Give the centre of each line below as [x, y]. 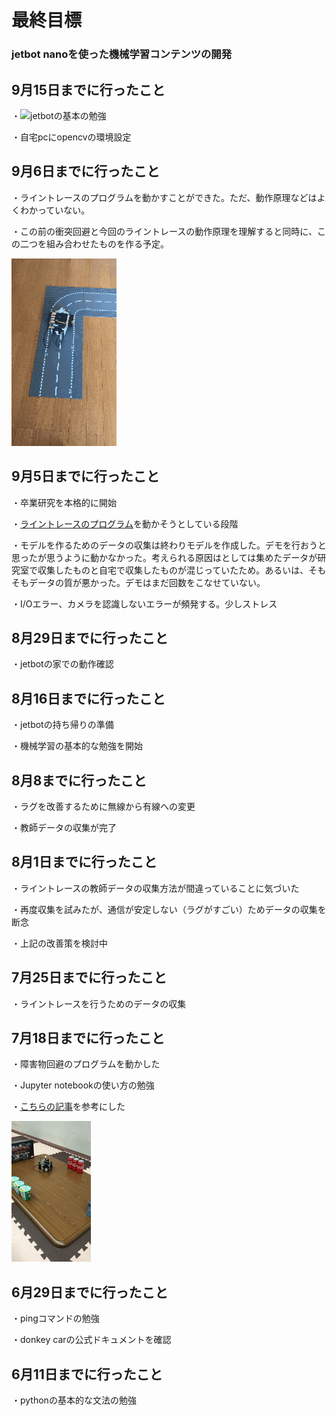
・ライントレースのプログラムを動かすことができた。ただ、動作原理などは [164, 197]
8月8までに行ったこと [79, 780]
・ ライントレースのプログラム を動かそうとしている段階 [125, 523]
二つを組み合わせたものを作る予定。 [94, 243]
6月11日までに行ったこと [87, 1374]
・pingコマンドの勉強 [55, 1318]
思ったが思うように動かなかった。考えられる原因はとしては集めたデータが [164, 557]
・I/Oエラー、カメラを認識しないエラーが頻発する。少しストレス [144, 603]
